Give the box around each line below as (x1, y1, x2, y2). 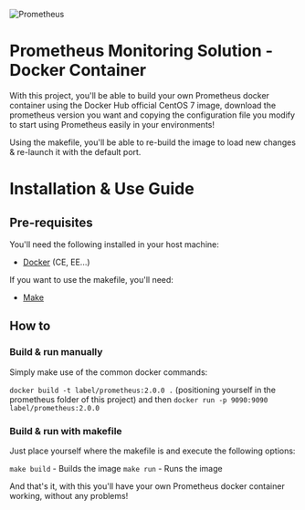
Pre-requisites (9, 214, 93, 230)
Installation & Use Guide (9, 179, 195, 200)
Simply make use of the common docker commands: (9, 366, 208, 378)
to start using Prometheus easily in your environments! (9, 119, 215, 130)
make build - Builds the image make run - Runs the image (9, 463, 223, 474)
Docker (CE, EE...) (22, 256, 90, 267)
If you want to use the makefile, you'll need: (9, 274, 174, 285)
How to (9, 318, 51, 334)
